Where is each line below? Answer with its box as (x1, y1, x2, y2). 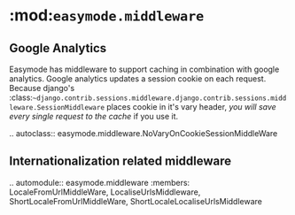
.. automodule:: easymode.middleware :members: (9, 177, 190, 188)
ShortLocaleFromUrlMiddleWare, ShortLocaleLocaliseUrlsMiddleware (9, 196, 263, 206)
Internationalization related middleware (9, 154, 232, 169)
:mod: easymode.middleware (9, 5, 205, 26)
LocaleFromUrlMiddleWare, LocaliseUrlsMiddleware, (9, 187, 201, 197)
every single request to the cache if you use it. (9, 111, 179, 121)
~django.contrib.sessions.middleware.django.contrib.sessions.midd (32, 94, 287, 103)
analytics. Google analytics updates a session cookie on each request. (9, 73, 267, 84)
